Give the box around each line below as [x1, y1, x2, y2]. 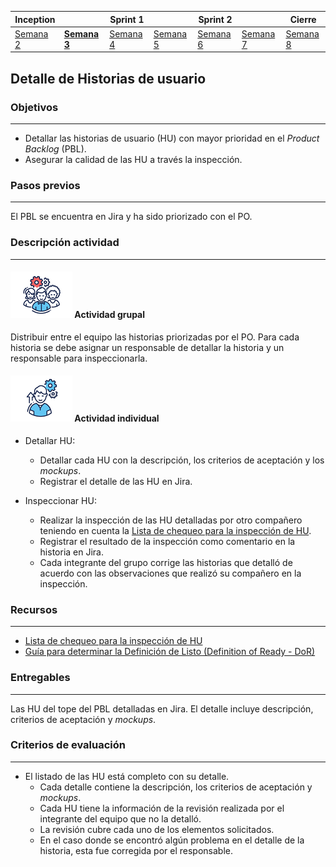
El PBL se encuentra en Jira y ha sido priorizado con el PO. [10, 211, 253, 223]
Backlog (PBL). [24, 142, 87, 155]
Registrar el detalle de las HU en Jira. [39, 475, 193, 487]
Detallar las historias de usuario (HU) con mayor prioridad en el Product [24, 132, 320, 144]
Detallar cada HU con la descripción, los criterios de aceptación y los [39, 454, 325, 466]
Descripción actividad [10, 236, 120, 250]
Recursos [10, 602, 58, 616]
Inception [14, 13, 56, 25]
